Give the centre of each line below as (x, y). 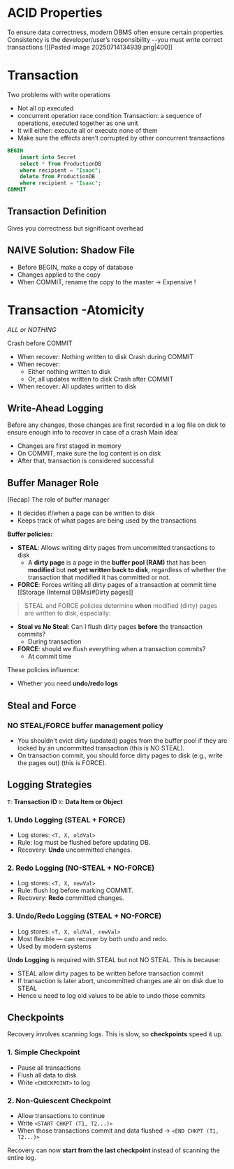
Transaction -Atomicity (76, 310)
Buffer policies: (30, 534)
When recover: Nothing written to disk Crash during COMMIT (105, 356)
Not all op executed (45, 108)
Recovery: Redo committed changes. (71, 898)
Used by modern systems (54, 946)
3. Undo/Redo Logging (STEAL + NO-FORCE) (85, 916)
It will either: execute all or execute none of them (87, 130)
